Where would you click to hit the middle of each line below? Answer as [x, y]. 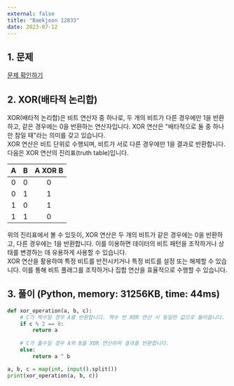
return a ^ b [51, 356]
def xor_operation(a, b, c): [50, 311]
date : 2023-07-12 [33, 27]
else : [28, 350]
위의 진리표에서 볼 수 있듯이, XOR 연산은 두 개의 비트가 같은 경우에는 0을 [106, 235]
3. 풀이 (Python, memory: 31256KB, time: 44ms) [114, 294]
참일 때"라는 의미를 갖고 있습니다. [60, 135]
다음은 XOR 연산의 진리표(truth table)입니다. [68, 153]
